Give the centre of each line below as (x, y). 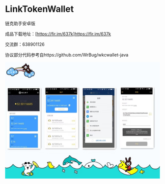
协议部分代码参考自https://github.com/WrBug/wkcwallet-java (67, 55)
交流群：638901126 (25, 44)
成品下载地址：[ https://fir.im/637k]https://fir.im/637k (58, 34)
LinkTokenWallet (40, 9)
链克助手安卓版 (20, 23)
